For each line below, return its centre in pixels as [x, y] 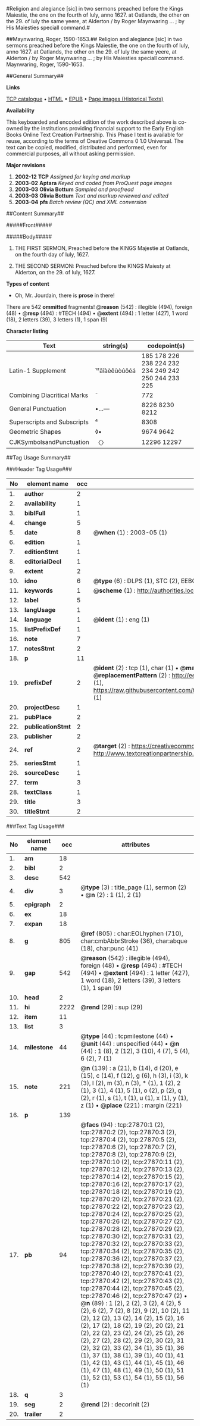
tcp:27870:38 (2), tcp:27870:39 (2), [132, 1266]
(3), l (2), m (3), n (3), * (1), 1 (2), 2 [130, 1083]
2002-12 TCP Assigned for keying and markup [73, 177]
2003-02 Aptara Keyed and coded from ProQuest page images [93, 183]
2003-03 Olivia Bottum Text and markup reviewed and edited [91, 196]
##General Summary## [35, 76]
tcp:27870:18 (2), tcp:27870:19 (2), [132, 1192]
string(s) [115, 346]
